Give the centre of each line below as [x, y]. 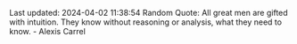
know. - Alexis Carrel [48, 31]
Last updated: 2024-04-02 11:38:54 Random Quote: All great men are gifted [148, 13]
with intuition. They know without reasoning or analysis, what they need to [146, 22]
